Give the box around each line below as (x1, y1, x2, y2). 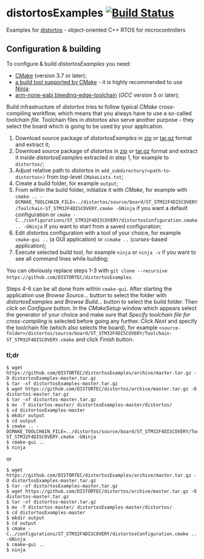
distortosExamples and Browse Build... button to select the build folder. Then (6, 298, 198, 305)
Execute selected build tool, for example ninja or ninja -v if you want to (15, 248, 196, 256)
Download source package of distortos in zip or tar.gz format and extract (15, 147, 198, 155)
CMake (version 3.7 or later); (15, 72, 87, 79)
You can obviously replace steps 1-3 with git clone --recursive (6, 267, 168, 274)
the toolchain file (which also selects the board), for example (6, 323, 158, 331)
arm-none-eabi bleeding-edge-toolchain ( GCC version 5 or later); (15, 91, 180, 99)
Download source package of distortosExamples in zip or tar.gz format (15, 134, 192, 141)
